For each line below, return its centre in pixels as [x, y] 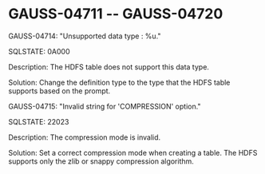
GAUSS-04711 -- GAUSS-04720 [116, 14]
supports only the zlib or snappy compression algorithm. [101, 161]
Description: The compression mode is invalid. [85, 137]
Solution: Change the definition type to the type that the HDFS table [119, 82]
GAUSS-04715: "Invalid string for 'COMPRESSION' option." [105, 106]
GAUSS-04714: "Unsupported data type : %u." [85, 36]
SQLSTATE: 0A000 [39, 51]
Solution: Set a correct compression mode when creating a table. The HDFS [133, 152]
